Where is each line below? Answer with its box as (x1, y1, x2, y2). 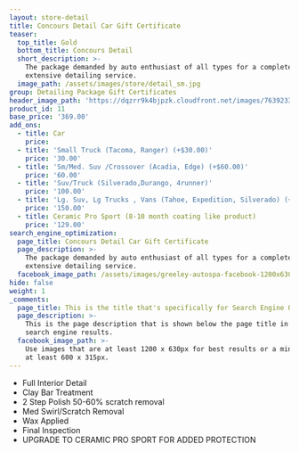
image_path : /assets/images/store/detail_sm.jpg (17, 79, 201, 88)
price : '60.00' (25, 170, 82, 179)
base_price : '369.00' (9, 112, 90, 121)
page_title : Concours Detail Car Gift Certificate (17, 237, 209, 246)
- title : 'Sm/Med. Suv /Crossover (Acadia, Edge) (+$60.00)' (17, 162, 249, 171)
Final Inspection (21, 424, 81, 435)
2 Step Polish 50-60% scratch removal (21, 396, 165, 407)
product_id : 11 (9, 104, 66, 113)
